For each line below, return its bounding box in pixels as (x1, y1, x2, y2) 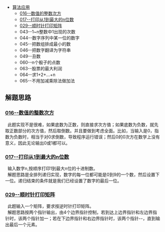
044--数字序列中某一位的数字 (19, 35, 80, 41)
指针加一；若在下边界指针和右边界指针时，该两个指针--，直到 (31, 215, 156, 222)
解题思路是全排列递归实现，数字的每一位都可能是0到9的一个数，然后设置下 (7, 171, 160, 178)
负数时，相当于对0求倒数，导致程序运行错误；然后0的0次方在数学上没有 (13, 134, 160, 140)
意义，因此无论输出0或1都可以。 (5, 140, 70, 146)
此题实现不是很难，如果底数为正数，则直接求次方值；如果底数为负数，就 (7, 122, 154, 128)
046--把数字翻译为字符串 (19, 47, 71, 53)
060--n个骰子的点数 (19, 59, 61, 65)
